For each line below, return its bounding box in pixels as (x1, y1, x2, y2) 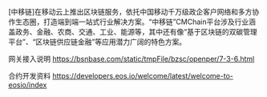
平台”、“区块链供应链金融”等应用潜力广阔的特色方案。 (8, 37, 187, 46)
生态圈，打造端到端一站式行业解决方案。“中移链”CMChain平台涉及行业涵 (14, 17, 257, 26)
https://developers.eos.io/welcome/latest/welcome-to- (51, 71, 234, 80)
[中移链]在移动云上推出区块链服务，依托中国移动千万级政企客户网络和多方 (8, 7, 253, 16)
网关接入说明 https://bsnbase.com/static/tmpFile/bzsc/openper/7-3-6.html (8, 55, 255, 63)
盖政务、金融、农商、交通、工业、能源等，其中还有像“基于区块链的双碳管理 (8, 27, 258, 36)
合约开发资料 (8, 71, 51, 80)
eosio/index (8, 80, 47, 90)
